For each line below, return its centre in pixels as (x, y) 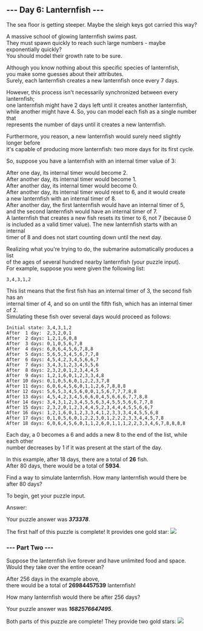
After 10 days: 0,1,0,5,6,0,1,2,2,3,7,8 (58, 381)
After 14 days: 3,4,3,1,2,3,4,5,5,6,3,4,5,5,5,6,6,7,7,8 (80, 402)
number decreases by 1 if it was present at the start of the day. (84, 447)
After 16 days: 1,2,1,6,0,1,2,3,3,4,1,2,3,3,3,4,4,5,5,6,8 (82, 412)
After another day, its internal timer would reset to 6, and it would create (96, 192)
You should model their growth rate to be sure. (64, 56)
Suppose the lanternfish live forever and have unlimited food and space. (96, 561)
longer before (23, 143)
